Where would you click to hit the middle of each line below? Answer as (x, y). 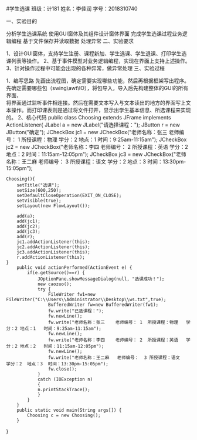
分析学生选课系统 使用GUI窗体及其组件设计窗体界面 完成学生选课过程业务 (94, 34)
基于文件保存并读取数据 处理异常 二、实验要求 (78, 41)
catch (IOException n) (65, 379)
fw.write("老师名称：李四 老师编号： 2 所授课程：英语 (113, 340)
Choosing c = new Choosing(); (64, 415)
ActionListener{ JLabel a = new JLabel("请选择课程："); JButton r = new (93, 125)
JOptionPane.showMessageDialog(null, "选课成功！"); (101, 279)
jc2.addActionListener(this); (54, 247)
